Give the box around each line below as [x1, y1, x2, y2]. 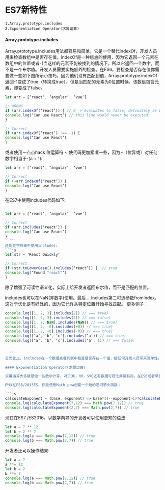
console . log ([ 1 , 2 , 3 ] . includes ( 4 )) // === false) [5, 315, 111, 320]
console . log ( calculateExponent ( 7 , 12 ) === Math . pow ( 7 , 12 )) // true [5, 401, 144, 406]
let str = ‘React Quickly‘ [5, 252, 60, 257]
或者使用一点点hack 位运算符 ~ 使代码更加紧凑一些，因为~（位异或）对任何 [5, 149, 158, 155]
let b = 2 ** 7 [5, 429, 36, 434]
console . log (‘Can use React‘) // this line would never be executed [5, 112, 148, 118]
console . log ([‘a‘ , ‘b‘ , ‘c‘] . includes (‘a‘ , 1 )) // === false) [5, 338, 135, 343]
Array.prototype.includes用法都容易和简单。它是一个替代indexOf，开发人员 [5, 48, 157, 54]
